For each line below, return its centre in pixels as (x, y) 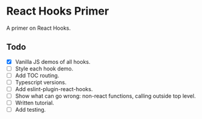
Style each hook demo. (44, 69)
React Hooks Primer (58, 11)
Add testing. (30, 110)
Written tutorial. (35, 103)
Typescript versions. (41, 82)
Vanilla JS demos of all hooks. (53, 61)
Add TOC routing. (37, 75)
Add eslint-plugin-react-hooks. (54, 89)
